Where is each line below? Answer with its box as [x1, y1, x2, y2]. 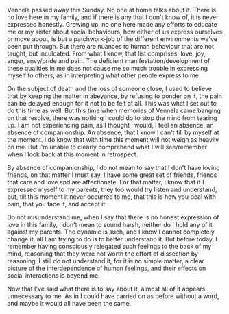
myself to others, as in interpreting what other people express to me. [7, 71, 201, 80]
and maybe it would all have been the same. [7, 300, 132, 307]
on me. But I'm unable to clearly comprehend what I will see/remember [7, 143, 208, 151]
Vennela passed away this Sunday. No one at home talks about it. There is [7, 6, 217, 14]
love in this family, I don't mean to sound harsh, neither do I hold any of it [7, 221, 213, 228]
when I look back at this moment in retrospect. [7, 150, 138, 158]
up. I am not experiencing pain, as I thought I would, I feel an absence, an [7, 121, 214, 129]
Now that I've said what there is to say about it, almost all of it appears [7, 285, 206, 293]
